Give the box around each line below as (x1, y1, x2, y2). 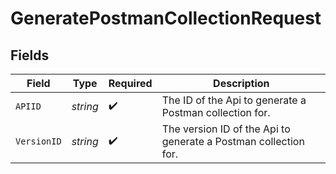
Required (108, 77, 153, 90)
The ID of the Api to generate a (161, 93, 307, 107)
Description (213, 77, 270, 90)
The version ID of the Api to (161, 122, 291, 136)
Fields (10, 47, 50, 64)
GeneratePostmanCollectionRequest (10, 7, 322, 30)
